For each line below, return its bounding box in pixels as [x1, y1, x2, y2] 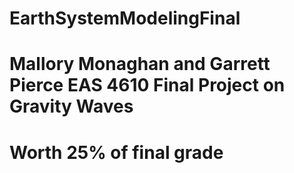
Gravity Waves [9, 95, 134, 118]
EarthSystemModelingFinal [9, 7, 241, 30]
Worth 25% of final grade [9, 141, 224, 164]
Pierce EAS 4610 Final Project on [9, 74, 286, 97]
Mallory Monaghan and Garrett [9, 53, 271, 76]
